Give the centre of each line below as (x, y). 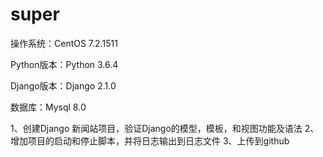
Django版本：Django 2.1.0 (63, 85)
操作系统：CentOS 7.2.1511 (64, 43)
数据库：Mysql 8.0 (48, 107)
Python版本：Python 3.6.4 (64, 64)
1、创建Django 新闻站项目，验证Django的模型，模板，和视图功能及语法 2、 (165, 128)
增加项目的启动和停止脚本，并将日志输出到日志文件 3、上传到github (150, 140)
